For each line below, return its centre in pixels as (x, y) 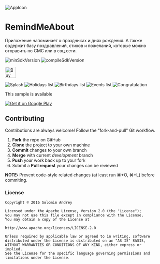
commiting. (16, 180)
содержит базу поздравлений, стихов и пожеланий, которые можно (76, 46)
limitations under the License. (37, 258)
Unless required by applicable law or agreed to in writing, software (78, 237)
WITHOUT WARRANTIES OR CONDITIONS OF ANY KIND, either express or (73, 245)
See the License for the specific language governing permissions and (78, 254)
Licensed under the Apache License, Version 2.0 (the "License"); (73, 211)
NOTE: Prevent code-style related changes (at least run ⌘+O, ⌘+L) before (80, 175)
